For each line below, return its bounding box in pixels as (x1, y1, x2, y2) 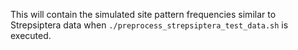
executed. (10, 30, 52, 41)
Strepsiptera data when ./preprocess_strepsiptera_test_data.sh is (10, 19, 289, 31)
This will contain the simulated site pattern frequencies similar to (10, 9, 277, 20)
